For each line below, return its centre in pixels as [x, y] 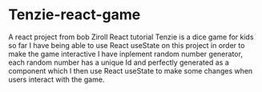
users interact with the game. [56, 79]
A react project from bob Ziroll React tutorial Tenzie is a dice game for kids [131, 37]
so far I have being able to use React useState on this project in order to [127, 45]
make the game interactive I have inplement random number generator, [125, 54]
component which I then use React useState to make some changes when [131, 70]
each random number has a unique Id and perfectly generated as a [119, 62]
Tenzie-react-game [75, 15]
